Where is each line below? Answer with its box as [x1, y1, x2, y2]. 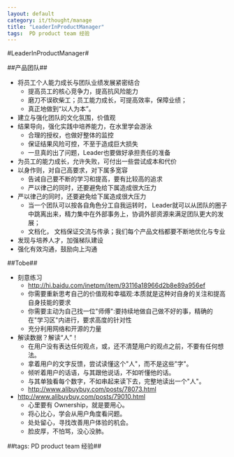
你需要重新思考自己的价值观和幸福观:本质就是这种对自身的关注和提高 [27, 289, 226, 298]
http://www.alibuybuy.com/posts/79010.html [17, 393, 145, 401]
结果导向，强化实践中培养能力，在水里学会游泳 [17, 122, 152, 130]
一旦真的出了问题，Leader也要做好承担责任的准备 [27, 149, 171, 157]
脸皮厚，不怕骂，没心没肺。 [27, 427, 108, 435]
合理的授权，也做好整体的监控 [27, 131, 114, 139]
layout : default [7, 10, 54, 18]
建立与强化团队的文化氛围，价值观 [17, 114, 116, 122]
